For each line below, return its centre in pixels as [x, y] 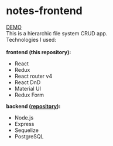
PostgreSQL [29, 136]
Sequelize [27, 130]
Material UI [28, 88]
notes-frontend [44, 11]
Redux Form [29, 95]
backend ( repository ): [33, 106]
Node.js [24, 117]
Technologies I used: [31, 39]
